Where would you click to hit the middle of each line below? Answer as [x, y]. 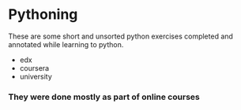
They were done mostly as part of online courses [104, 97]
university [36, 76]
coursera [34, 68]
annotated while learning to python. [66, 44]
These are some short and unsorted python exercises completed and [120, 36]
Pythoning [43, 15]
